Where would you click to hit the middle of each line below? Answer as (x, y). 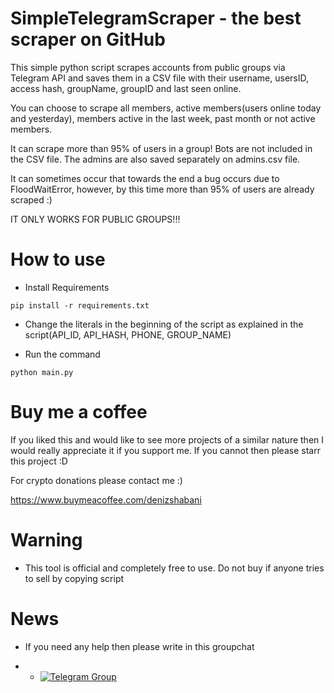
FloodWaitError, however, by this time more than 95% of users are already (162, 189)
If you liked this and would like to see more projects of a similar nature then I (167, 439)
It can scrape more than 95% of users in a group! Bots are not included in (161, 148)
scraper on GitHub (88, 39)
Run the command (62, 354)
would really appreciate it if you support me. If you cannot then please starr (165, 450)
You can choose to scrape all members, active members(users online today (166, 108)
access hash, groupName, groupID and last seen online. (126, 88)
